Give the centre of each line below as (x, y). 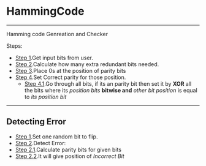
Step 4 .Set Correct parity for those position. (71, 77)
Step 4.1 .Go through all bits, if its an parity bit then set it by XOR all (108, 83)
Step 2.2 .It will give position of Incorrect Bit (70, 156)
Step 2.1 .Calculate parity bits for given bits (68, 149)
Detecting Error (36, 122)
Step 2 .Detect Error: (40, 143)
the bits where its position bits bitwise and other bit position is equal (111, 90)
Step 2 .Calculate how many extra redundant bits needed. (87, 64)
